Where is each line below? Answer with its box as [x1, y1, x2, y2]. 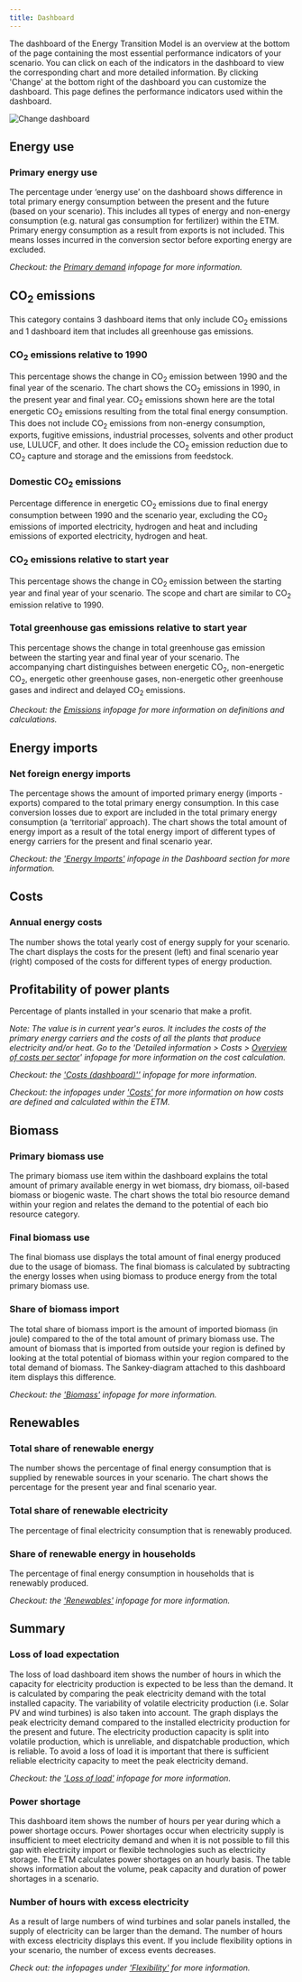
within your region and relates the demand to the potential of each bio [9, 1199, 269, 1210]
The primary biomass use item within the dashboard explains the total [9, 1171, 269, 1181]
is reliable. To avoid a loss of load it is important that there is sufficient [9, 1746, 270, 1756]
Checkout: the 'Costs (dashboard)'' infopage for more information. [9, 1070, 258, 1080]
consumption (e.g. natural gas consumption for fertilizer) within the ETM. [9, 216, 279, 227]
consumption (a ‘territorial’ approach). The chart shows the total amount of [9, 816, 288, 827]
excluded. [9, 245, 47, 255]
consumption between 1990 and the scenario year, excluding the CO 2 [9, 509, 268, 523]
